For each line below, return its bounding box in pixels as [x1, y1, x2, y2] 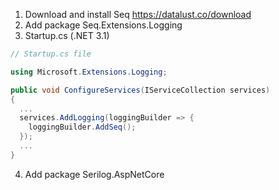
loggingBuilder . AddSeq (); [28, 122, 137, 133]
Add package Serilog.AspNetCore [24, 168, 165, 180]
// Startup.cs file [10, 49, 92, 59]
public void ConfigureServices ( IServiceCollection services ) [10, 85, 271, 95]
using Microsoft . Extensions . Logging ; [10, 67, 168, 77]
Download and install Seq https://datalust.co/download [24, 9, 252, 20]
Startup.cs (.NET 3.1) [24, 30, 110, 41]
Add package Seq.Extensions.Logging [24, 19, 183, 31]
